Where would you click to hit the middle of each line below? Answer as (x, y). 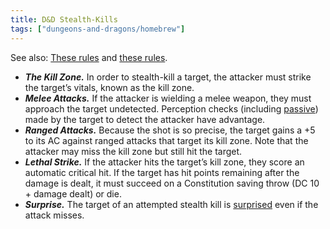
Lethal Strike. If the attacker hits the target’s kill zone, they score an (164, 162)
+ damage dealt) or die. (73, 193)
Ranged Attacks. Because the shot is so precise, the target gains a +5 (170, 130)
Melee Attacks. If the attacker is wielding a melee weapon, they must (168, 98)
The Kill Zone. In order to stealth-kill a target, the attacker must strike (168, 77)
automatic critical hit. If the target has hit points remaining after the (162, 172)
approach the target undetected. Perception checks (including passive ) (171, 108)
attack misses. (54, 215)
